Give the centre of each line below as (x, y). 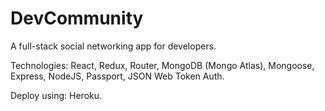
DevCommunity (77, 18)
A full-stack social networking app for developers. (113, 46)
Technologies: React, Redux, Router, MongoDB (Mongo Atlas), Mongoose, (162, 65)
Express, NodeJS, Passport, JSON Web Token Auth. (117, 76)
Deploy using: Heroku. (56, 95)
